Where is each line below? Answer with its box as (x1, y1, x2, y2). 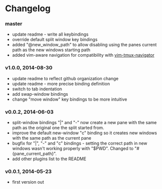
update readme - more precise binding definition (12, 81, 110, 86)
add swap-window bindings (12, 91, 68, 97)
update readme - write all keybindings (12, 31, 89, 37)
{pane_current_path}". (12, 151, 57, 157)
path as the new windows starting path (12, 47, 91, 53)
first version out (12, 179, 44, 185)
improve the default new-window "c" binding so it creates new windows (12, 130, 157, 136)
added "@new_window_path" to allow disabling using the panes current (12, 42, 157, 48)
